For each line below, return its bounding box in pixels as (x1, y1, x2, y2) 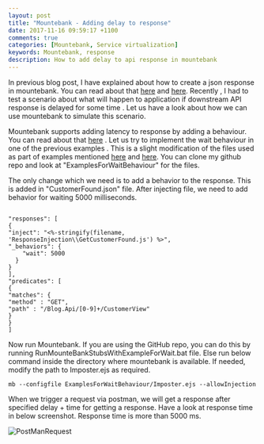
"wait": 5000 (22, 249, 66, 258)
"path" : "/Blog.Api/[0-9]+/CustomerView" (8, 304, 150, 313)
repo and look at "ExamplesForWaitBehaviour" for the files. (8, 160, 200, 170)
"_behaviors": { (8, 243, 62, 251)
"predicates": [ (8, 277, 62, 285)
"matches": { (8, 291, 51, 299)
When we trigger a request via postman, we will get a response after (8, 394, 231, 404)
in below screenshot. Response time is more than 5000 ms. (8, 411, 202, 420)
